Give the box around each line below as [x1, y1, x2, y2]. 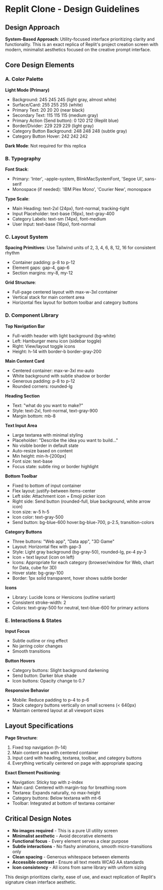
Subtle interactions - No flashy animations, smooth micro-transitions [12, 843, 153, 849]
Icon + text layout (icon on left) [12, 554, 75, 560]
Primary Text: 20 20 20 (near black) [12, 107, 85, 113]
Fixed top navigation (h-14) [12, 744, 67, 750]
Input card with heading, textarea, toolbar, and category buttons [12, 755, 142, 761]
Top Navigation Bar [5, 323, 45, 329]
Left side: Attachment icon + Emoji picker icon [12, 493, 106, 499]
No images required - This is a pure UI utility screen [12, 827, 118, 833]
